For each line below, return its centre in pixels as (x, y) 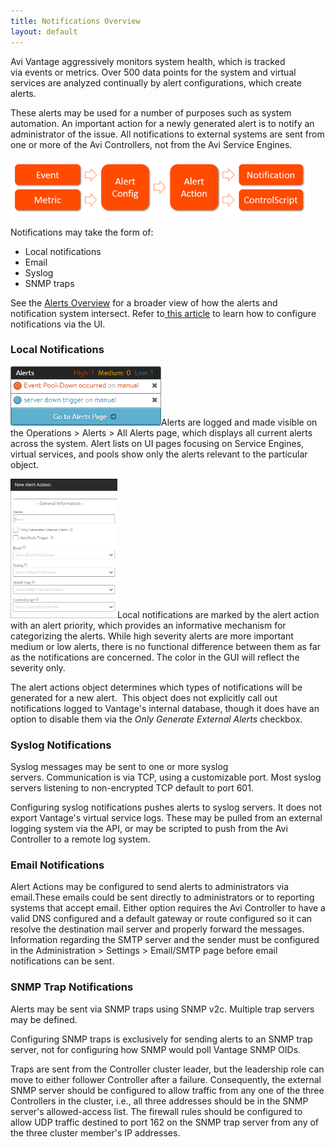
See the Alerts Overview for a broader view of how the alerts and (144, 302)
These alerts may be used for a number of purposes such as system (151, 112)
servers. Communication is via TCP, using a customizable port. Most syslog (166, 777)
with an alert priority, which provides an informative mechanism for (148, 625)
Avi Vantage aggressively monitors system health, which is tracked (148, 61)
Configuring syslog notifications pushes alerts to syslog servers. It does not (166, 807)
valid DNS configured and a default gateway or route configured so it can (161, 919)
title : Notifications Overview (75, 21)
